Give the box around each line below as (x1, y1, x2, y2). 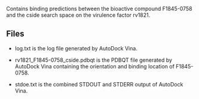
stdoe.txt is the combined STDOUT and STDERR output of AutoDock (14, 80, 183, 88)
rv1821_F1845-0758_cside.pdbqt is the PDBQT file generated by (14, 56, 172, 64)
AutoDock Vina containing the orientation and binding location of (14, 62, 175, 70)
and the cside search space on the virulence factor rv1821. (6, 11, 151, 19)
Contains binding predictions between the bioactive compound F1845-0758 (6, 5, 192, 12)
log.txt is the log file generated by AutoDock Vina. (14, 44, 137, 52)
